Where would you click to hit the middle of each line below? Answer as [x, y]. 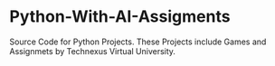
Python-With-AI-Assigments [120, 17]
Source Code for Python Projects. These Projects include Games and [138, 42]
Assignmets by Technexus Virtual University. [93, 51]
